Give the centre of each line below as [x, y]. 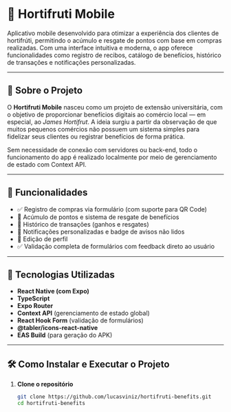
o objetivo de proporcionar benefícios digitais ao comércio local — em [107, 114]
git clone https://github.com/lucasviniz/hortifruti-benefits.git [114, 397]
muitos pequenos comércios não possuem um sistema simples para [103, 129]
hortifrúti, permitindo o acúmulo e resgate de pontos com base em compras [114, 40]
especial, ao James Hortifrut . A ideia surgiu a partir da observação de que [112, 122]
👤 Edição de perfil [42, 239]
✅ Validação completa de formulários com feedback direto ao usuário [116, 246]
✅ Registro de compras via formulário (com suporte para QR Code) [112, 209]
